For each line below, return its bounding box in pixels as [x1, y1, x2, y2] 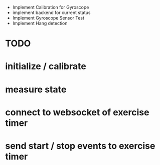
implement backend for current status [12, 10, 91, 16]
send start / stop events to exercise [5, 140, 155, 151]
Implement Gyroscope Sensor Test [12, 15, 84, 21]
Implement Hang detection [12, 20, 68, 26]
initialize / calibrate [5, 61, 86, 72]
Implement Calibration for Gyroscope [12, 5, 89, 10]
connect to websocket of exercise [5, 106, 149, 118]
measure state [5, 84, 67, 95]
